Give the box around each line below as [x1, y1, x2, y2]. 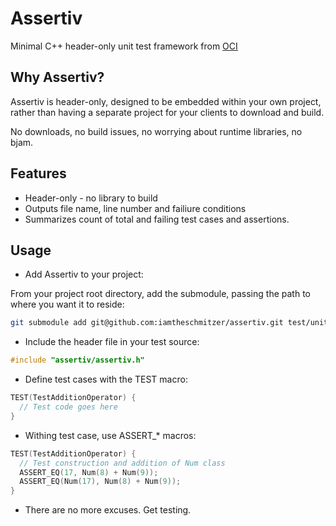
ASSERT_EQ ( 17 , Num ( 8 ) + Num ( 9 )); [19, 467, 159, 477]
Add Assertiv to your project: [24, 268, 144, 281]
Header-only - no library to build [24, 192, 158, 204]
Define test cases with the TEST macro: [24, 373, 188, 386]
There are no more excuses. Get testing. [24, 504, 192, 516]
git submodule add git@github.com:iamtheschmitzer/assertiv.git [10, 318, 284, 328]
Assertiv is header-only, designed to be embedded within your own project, [10, 95, 322, 107]
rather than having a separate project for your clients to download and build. [10, 106, 325, 118]
